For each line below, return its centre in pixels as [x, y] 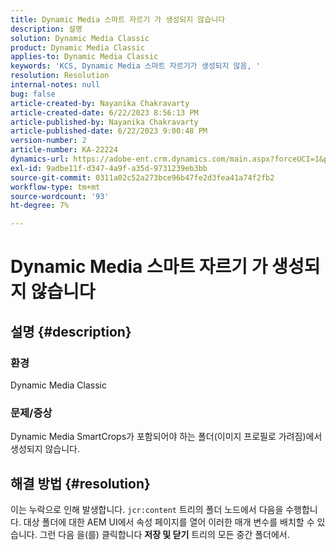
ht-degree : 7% [40, 206]
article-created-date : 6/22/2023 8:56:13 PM [104, 112]
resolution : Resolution [60, 76]
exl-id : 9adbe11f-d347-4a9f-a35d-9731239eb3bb [109, 168]
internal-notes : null [55, 85]
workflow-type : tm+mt [55, 187]
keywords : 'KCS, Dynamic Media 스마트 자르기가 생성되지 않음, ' [135, 66]
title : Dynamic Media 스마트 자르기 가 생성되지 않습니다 [118, 19]
